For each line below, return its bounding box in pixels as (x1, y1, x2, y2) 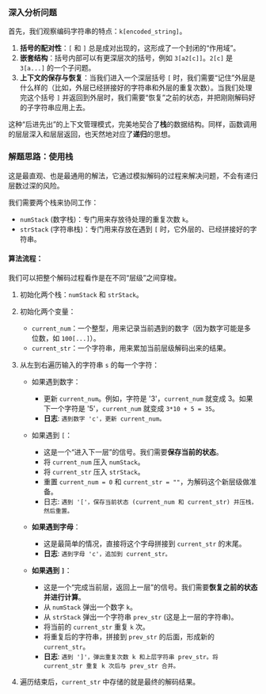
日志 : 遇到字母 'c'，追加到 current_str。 (43, 548, 172, 558)
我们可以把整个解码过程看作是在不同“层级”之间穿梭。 (8, 273, 181, 282)
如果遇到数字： (31, 376, 81, 386)
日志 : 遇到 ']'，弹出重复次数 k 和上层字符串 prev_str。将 (43, 651, 219, 661)
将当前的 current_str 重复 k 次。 (43, 622, 150, 631)
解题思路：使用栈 (8, 151, 74, 162)
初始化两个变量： (19, 307, 76, 316)
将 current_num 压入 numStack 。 (43, 457, 145, 467)
